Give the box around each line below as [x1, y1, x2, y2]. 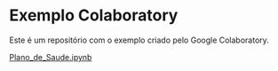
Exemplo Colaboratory [9, 5, 179, 26]
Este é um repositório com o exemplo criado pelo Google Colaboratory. [9, 35, 269, 45]
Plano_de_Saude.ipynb [9, 51, 92, 62]
